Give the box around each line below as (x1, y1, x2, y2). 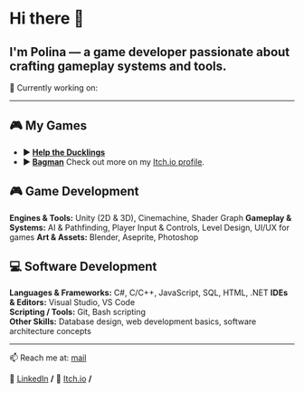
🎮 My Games (9, 118, 88, 134)
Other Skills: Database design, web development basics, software (9, 316, 257, 327)
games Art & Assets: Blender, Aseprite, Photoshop (9, 231, 199, 243)
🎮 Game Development (9, 184, 139, 199)
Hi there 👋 (9, 8, 84, 29)
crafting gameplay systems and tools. (9, 58, 227, 73)
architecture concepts (9, 326, 92, 337)
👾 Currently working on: (9, 82, 99, 93)
